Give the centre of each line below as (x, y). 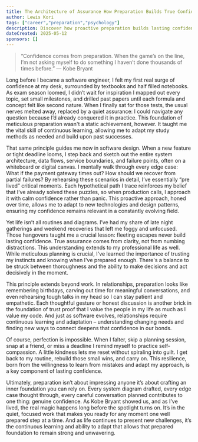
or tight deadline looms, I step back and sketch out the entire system (89, 154)
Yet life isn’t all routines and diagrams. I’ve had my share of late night (90, 222)
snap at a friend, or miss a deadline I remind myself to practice (82, 346)
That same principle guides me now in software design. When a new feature (99, 148)
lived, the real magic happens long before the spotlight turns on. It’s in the (95, 408)
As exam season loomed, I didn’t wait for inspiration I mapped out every (93, 93)
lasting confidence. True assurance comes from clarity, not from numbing (95, 241)
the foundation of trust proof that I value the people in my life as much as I (96, 309)
